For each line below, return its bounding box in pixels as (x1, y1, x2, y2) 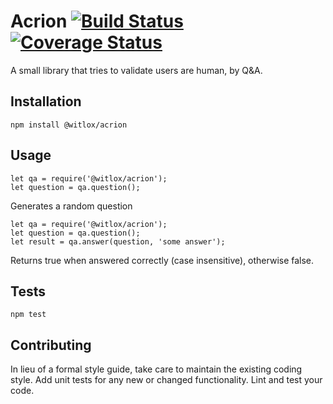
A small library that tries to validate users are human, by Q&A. (10, 64, 263, 76)
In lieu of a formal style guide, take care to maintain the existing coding (10, 363, 303, 375)
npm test (10, 310, 47, 320)
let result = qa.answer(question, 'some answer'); (10, 236, 226, 247)
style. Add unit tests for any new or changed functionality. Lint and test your (10, 374, 323, 386)
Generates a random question (10, 200, 133, 212)
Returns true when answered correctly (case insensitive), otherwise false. (10, 254, 315, 266)
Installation (10, 93, 82, 110)
